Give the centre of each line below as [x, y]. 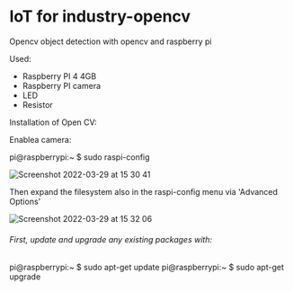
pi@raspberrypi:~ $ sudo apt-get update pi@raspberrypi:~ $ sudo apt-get [147, 268]
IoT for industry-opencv [100, 17]
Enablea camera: [40, 139]
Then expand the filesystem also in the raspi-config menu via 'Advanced [144, 191]
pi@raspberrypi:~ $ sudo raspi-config [80, 157]
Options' [25, 201]
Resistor [38, 104]
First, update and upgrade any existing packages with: [111, 239]
